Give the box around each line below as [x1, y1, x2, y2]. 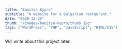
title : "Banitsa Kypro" [5, 7, 53, 12]
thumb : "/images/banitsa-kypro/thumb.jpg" [5, 20, 92, 26]
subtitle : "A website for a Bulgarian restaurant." [5, 12, 111, 16]
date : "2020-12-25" [5, 16, 45, 21]
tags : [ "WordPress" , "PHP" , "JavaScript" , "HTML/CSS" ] [5, 25, 118, 30]
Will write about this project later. [5, 38, 71, 44]
